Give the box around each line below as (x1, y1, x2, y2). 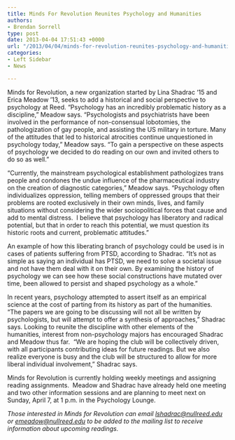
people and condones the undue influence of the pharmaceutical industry (7, 176, 220, 185)
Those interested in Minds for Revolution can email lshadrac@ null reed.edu (7, 409, 222, 418)
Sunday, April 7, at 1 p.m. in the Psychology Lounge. (7, 396, 156, 404)
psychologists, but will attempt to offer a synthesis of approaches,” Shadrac (7, 315, 226, 324)
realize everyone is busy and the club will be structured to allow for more (7, 352, 218, 361)
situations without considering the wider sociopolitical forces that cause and (7, 206, 227, 214)
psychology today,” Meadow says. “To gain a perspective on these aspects (7, 140, 224, 148)
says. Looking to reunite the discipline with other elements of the (7, 322, 194, 331)
